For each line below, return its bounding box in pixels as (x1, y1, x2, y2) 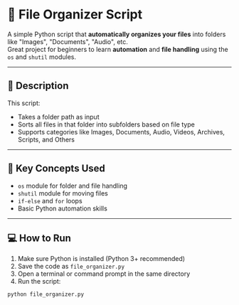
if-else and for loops (17, 196, 83, 205)
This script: (7, 99, 41, 107)
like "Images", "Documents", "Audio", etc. (7, 37, 128, 46)
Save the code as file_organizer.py (17, 262, 125, 271)
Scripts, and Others (17, 135, 75, 144)
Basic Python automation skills (17, 204, 108, 213)
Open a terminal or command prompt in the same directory (17, 269, 191, 278)
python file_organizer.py (7, 291, 84, 298)
